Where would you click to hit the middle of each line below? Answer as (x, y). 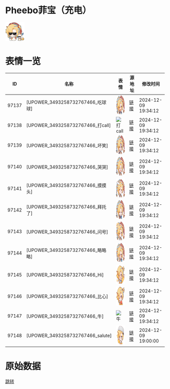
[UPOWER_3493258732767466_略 (64, 250)
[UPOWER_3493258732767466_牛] (65, 316)
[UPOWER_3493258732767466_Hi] (65, 275)
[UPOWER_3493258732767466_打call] (69, 125)
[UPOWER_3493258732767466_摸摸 (66, 186)
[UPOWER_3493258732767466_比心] (67, 296)
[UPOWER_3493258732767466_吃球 (66, 102)
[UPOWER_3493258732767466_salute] (69, 336)
